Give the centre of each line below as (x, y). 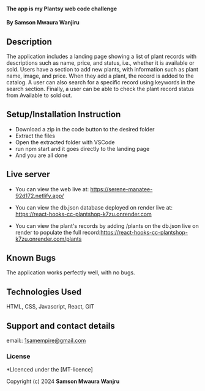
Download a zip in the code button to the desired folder (85, 129)
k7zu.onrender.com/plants (48, 239)
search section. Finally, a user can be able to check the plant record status (100, 89)
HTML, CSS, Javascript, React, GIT (50, 307)
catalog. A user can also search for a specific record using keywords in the (101, 82)
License (18, 356)
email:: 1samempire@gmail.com (46, 341)
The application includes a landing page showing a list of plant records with (102, 56)
